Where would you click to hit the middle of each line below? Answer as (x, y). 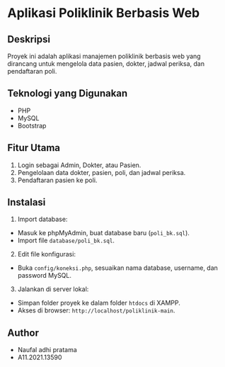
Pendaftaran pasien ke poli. (57, 180)
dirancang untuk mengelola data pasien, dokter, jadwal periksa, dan (106, 64)
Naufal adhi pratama (47, 350)
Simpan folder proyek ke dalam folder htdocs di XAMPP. (99, 303)
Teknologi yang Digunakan (68, 94)
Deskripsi (29, 39)
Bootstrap (32, 125)
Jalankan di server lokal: (53, 289)
